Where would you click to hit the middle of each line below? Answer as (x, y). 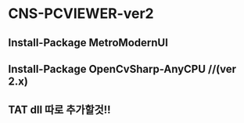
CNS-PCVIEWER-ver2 (81, 14)
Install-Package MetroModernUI (88, 43)
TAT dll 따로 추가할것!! (59, 110)
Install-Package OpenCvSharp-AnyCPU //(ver (122, 69)
